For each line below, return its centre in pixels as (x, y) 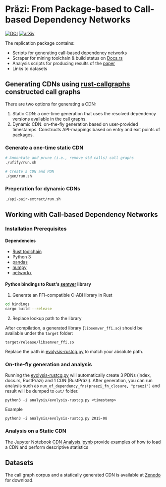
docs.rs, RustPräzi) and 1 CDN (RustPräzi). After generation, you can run (79, 381)
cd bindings (17, 304)
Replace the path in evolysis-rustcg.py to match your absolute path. (74, 352)
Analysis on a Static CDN (36, 431)
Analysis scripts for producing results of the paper (64, 63)
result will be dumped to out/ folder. (42, 391)
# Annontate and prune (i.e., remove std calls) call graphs (70, 158)
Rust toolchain (27, 251)
